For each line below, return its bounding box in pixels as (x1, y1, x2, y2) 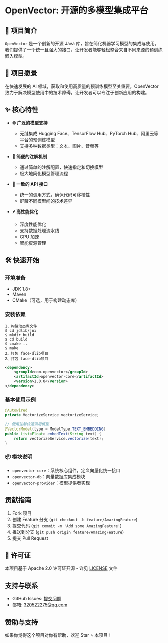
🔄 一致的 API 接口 (12, 181, 48, 187)
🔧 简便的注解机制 (12, 153, 47, 159)
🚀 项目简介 (5, 26, 37, 35)
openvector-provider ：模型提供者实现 (12, 480, 90, 486)
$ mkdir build (5, 332, 35, 337)
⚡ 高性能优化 (12, 208, 39, 215)
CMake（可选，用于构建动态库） (12, 297, 80, 303)
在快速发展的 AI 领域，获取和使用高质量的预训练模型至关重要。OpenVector (5, 83, 159, 89)
